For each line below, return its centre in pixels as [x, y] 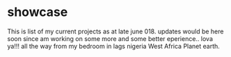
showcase [38, 12]
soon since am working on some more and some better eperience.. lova [110, 38]
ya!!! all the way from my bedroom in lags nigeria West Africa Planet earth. [114, 46]
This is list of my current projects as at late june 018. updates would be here [115, 31]
